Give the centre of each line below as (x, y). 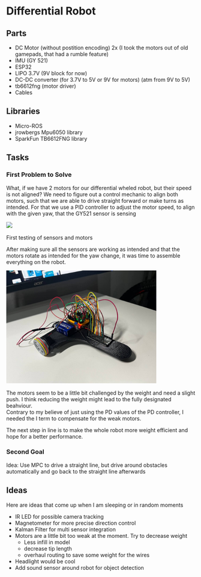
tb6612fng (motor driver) (45, 86)
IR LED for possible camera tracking (59, 516)
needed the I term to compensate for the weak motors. (74, 418)
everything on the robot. (36, 262)
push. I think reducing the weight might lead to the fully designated (89, 399)
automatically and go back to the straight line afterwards (76, 471)
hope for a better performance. (45, 436)
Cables (24, 92)
